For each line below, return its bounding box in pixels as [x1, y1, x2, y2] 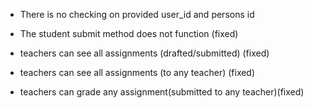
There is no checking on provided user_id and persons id [19, 9, 255, 20]
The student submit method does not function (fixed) [19, 28, 239, 39]
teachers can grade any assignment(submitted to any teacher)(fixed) [19, 86, 305, 98]
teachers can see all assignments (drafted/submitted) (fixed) [19, 47, 270, 59]
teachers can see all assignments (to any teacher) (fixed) [19, 67, 256, 78]
